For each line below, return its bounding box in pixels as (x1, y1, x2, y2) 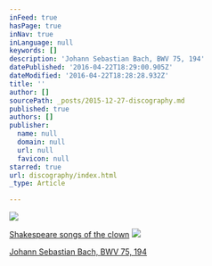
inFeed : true (9, 12, 58, 22)
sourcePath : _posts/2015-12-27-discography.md (9, 96, 185, 105)
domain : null (17, 137, 66, 146)
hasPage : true (9, 21, 62, 30)
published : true (9, 104, 69, 113)
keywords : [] (9, 46, 58, 55)
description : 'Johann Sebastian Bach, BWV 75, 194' (9, 54, 205, 63)
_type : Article (9, 179, 66, 188)
